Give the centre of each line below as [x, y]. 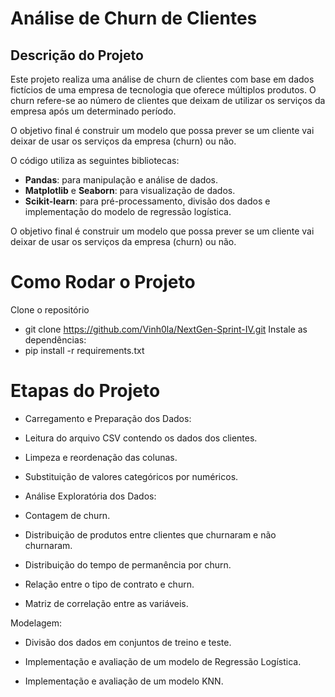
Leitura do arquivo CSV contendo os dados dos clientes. [141, 438]
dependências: [55, 339]
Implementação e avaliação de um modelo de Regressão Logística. [163, 661]
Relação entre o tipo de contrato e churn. [109, 584]
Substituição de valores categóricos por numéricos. [131, 476]
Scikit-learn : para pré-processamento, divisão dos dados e [147, 201]
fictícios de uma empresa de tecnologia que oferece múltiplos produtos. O [163, 90]
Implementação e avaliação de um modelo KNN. [124, 681]
